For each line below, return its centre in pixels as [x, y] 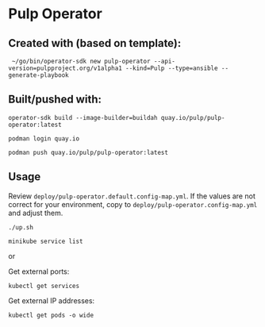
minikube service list [46, 241]
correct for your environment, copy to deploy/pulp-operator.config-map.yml [133, 204]
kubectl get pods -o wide [51, 315]
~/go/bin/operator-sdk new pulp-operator [81, 61]
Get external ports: [39, 271]
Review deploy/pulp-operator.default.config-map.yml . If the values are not [132, 196]
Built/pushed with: [55, 100]
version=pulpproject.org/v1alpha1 [65, 68]
